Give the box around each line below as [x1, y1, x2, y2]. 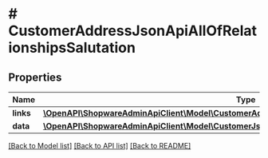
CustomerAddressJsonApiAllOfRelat [8, 22, 258, 40]
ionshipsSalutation [8, 39, 136, 57]
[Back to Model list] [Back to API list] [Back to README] [8, 141, 191, 150]
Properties [8, 70, 62, 84]
